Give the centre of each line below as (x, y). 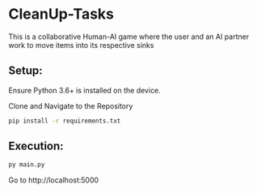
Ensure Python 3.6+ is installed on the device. (85, 90)
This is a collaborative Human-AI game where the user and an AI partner (129, 36)
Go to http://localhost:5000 (54, 180)
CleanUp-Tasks (61, 14)
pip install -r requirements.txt (65, 121)
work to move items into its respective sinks (81, 45)
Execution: (36, 146)
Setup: (25, 71)
